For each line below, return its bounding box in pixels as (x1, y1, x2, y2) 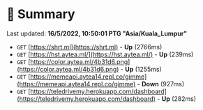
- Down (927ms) (137, 79, 185, 88)
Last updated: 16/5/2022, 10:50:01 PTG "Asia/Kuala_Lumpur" (6, 29, 188, 38)
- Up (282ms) (157, 94, 197, 103)
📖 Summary (6, 6, 75, 22)
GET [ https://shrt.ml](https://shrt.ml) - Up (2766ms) (16, 42, 163, 51)
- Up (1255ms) (120, 65, 162, 73)
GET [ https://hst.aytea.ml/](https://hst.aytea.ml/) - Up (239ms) (16, 50, 194, 58)
